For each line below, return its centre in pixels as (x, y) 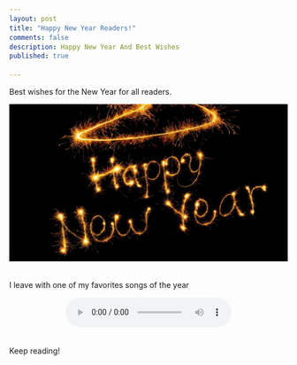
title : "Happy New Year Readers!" (73, 28)
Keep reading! (34, 351)
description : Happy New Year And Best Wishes (94, 47)
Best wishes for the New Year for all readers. (91, 92)
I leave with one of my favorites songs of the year (99, 284)
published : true (39, 56)
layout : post (33, 19)
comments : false (39, 37)
